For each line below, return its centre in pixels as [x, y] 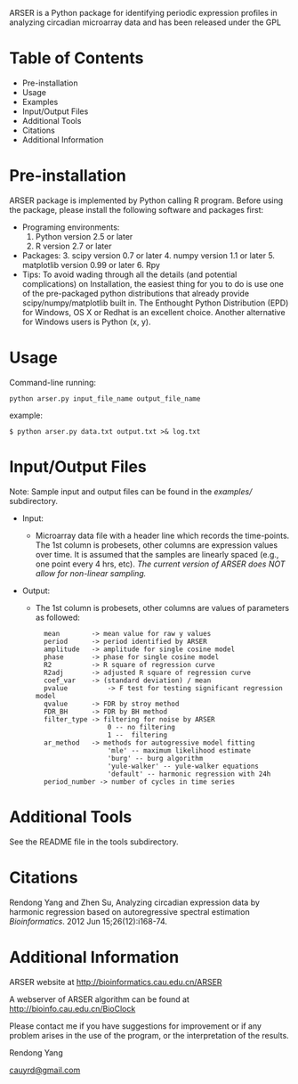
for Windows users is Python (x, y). [86, 322]
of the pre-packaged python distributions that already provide [136, 293]
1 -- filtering [137, 735]
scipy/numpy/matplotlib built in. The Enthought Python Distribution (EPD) [155, 303]
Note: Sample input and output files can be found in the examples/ [131, 491]
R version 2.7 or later [73, 246]
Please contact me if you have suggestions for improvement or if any [136, 1026]
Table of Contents [77, 58]
